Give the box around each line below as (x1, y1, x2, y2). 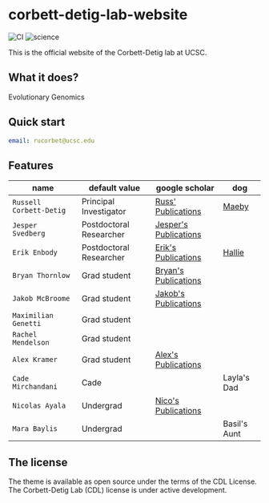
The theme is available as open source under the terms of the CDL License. (8, 477, 258, 486)
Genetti (12, 319, 42, 328)
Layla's (223, 372, 250, 384)
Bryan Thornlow (12, 271, 70, 280)
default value (88, 183, 140, 194)
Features (8, 159, 54, 172)
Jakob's (155, 288, 186, 300)
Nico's (155, 395, 180, 406)
